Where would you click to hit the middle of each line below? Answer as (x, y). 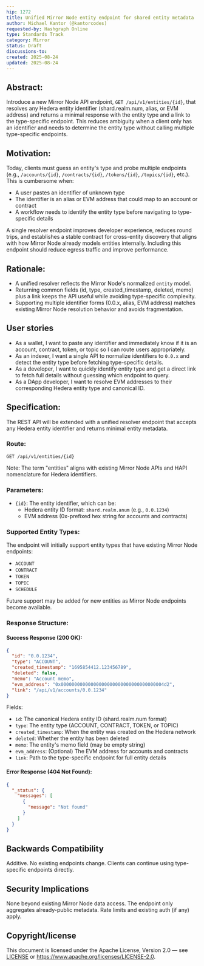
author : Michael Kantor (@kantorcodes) (57, 23)
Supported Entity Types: (43, 532)
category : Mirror (28, 40)
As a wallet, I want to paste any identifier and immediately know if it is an (106, 343)
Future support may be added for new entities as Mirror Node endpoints (96, 601)
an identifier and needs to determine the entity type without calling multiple (100, 128)
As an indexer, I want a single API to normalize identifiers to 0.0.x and (102, 355)
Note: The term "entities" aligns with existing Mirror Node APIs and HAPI (97, 468)
